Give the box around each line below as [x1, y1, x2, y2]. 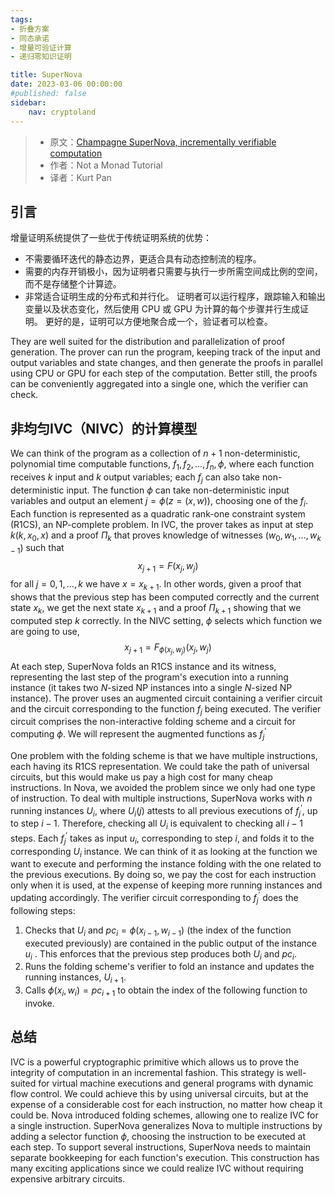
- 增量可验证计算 [10, 42, 72, 53]
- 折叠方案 [10, 24, 50, 34]
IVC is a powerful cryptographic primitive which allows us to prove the [10, 1056, 300, 1068]
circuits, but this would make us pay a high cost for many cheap [10, 771, 273, 783]
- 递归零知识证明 [10, 52, 72, 62]
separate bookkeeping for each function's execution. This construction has [10, 1151, 320, 1163]
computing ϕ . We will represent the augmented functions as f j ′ [10, 726, 267, 742]
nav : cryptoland [28, 107, 97, 117]
